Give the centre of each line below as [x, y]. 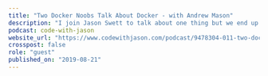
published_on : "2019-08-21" [55, 60]
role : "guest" [32, 52]
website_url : [30, 38]
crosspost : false [37, 45]
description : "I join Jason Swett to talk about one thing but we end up [134, 23]
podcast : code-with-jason [51, 30]
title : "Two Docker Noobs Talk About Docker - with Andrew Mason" [121, 15]
